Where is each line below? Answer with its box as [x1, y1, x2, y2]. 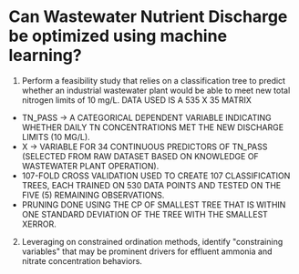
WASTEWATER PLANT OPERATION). [21, 160, 160, 171]
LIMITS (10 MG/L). [21, 131, 90, 142]
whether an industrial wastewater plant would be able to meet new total [21, 85, 291, 96]
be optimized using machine [8, 25, 228, 46]
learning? [8, 46, 83, 66]
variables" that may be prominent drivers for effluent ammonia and [21, 246, 273, 257]
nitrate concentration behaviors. [21, 255, 143, 266]
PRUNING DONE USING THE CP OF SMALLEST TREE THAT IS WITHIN [21, 198, 286, 210]
